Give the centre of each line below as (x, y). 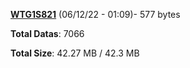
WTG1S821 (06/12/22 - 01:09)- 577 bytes (95, 14)
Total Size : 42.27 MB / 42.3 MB (75, 53)
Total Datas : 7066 (47, 33)
